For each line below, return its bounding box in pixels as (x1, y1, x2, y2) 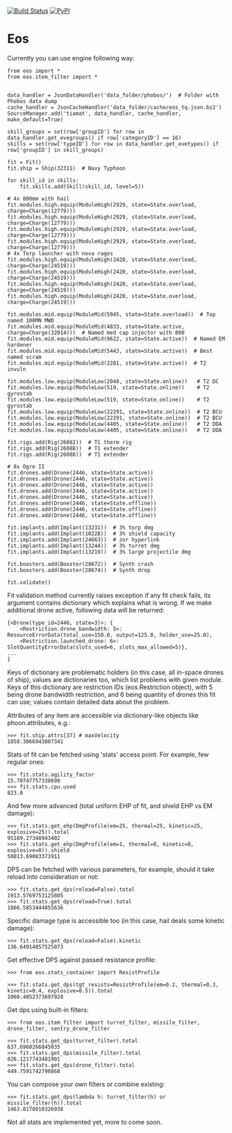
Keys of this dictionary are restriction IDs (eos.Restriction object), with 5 (7, 683, 213, 691)
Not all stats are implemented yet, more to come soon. (7, 1118, 163, 1126)
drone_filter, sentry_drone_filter (7, 1025, 110, 1032)
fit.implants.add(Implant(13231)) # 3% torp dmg (7, 524, 154, 531)
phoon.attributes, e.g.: (7, 718, 71, 727)
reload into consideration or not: (7, 872, 99, 880)
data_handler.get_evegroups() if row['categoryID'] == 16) (7, 134, 182, 141)
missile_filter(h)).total (7, 1100, 82, 1107)
